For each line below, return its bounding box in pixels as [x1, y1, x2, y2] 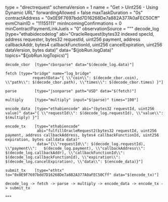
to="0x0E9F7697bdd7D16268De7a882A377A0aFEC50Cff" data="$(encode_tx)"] [5, 172, 159, 177]
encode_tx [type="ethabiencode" [5, 124, 80, 129]
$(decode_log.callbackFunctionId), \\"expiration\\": [5, 155, 121, 160]
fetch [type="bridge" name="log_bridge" [5, 71, 92, 76]
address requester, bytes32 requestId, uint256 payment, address [5, 36, 140, 42]
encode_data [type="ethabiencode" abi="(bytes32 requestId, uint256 [5, 106, 155, 111]
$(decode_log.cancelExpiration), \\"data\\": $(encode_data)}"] [5, 159, 143, 164]
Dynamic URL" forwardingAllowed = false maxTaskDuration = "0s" [5, 10, 143, 16]
